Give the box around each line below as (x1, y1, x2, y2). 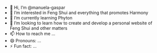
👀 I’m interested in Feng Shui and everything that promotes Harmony (9, 10, 149, 16)
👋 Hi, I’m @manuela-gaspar (9, 5, 65, 10)
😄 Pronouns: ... (9, 38, 42, 43)
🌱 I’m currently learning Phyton (9, 15, 73, 20)
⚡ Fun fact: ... (9, 43, 37, 49)
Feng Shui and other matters (9, 25, 68, 31)
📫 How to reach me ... (9, 31, 55, 36)
